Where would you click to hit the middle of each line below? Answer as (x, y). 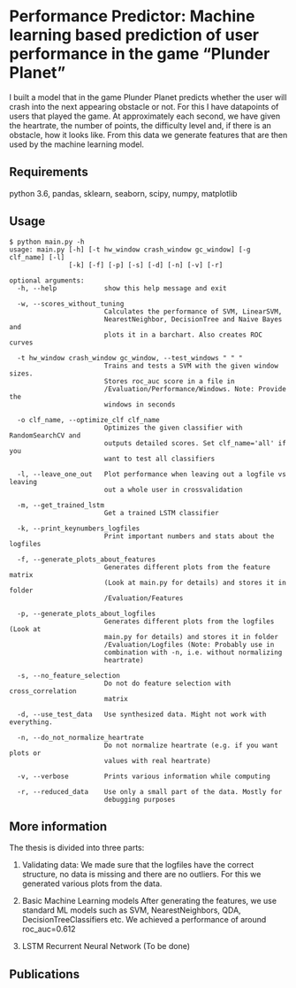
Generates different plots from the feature (187, 567)
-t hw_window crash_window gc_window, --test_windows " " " (130, 358)
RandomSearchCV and (45, 436)
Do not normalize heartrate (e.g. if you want (191, 745)
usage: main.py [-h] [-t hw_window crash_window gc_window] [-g (130, 250)
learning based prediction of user (134, 35)
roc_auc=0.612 (49, 929)
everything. (31, 722)
